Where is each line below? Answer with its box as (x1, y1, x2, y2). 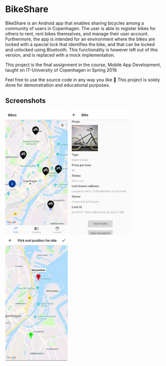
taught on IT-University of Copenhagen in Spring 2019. (5, 67, 118, 73)
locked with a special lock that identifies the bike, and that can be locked (5, 41, 155, 47)
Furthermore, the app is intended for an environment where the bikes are (5, 36, 155, 42)
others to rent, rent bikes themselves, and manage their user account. (5, 31, 149, 37)
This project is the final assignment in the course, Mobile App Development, (5, 62, 161, 68)
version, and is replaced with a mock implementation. (5, 52, 115, 58)
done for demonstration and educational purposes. (5, 82, 110, 88)
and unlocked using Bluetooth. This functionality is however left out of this (5, 47, 158, 53)
